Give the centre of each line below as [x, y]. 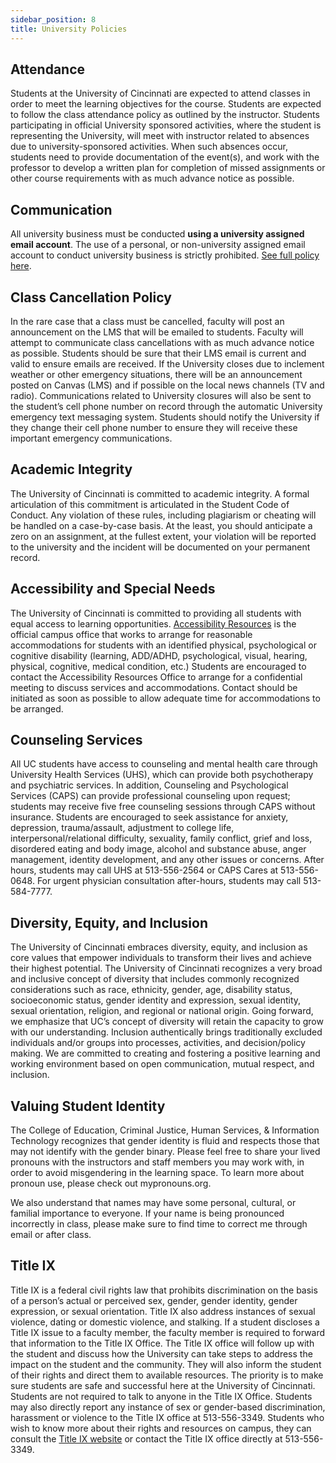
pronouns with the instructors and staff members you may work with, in [157, 1162]
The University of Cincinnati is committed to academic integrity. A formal [160, 493]
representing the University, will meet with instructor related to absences [160, 136]
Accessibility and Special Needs [113, 589]
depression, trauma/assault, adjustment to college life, [122, 828]
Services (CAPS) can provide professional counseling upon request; [150, 796]
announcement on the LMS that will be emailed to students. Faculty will [157, 332]
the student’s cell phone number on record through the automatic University [166, 406]
